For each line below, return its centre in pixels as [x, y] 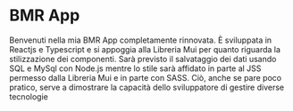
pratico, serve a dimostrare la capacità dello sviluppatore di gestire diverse [146, 87]
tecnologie [29, 96]
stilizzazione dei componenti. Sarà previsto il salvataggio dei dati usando [143, 59]
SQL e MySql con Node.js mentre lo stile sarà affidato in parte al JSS [135, 68]
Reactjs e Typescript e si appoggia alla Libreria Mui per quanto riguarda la [145, 49]
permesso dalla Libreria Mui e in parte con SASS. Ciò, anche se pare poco [146, 77]
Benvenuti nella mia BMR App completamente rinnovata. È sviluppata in [141, 40]
